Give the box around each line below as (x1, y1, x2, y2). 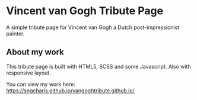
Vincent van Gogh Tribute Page (6, 4, 164, 18)
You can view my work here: (6, 80, 76, 88)
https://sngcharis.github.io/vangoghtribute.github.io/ (6, 87, 135, 94)
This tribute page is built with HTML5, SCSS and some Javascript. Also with (6, 63, 191, 70)
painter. (6, 30, 25, 37)
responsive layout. (6, 69, 52, 76)
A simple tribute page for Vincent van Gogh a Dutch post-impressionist (6, 24, 180, 31)
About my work (6, 47, 64, 57)
